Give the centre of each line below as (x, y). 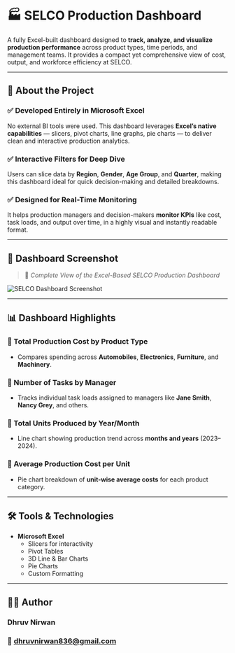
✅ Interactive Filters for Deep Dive (66, 159)
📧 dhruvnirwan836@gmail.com (62, 641)
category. (31, 486)
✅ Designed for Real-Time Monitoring (72, 199)
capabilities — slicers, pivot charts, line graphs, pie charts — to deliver (109, 133)
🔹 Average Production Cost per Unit (69, 464)
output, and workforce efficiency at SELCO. (70, 62)
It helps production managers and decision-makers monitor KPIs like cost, (115, 215)
